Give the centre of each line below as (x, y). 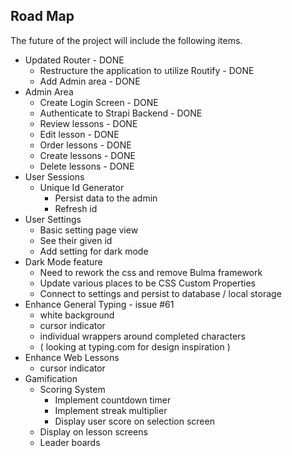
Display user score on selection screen (134, 421)
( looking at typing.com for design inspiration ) (135, 346)
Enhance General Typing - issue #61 (99, 304)
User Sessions (54, 176)
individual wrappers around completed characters (142, 336)
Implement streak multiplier (111, 410)
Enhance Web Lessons (72, 357)
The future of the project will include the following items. (126, 40)
